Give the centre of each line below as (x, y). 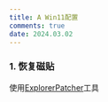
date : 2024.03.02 (41, 34)
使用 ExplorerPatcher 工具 (54, 87)
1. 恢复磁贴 (32, 67)
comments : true (37, 26)
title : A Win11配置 (44, 17)
